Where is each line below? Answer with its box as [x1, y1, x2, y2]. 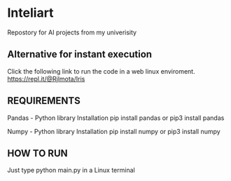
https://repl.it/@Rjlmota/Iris [7, 74, 85, 83]
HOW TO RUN [7, 147, 68, 159]
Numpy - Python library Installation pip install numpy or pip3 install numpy [7, 127, 220, 135]
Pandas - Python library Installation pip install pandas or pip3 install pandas [7, 114, 225, 122]
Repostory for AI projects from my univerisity [7, 28, 137, 36]
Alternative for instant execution [7, 48, 153, 60]
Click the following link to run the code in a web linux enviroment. [7, 67, 195, 75]
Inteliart [7, 5, 54, 21]
